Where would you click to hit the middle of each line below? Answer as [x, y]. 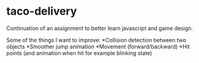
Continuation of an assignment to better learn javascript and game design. [100, 28]
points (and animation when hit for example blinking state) [79, 53]
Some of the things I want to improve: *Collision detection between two [96, 40]
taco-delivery [42, 11]
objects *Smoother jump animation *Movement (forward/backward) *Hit [98, 46]
